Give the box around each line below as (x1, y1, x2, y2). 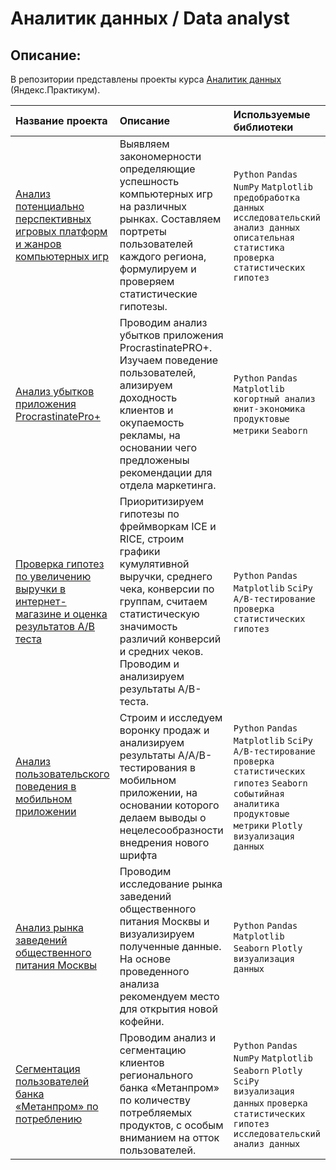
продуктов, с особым (119, 1118, 224, 1132)
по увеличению (15, 570, 92, 583)
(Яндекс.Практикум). (10, 84, 101, 96)
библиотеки (233, 120, 294, 134)
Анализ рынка (15, 921, 84, 934)
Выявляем (119, 137, 170, 151)
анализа (119, 977, 160, 991)
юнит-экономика (233, 403, 306, 414)
